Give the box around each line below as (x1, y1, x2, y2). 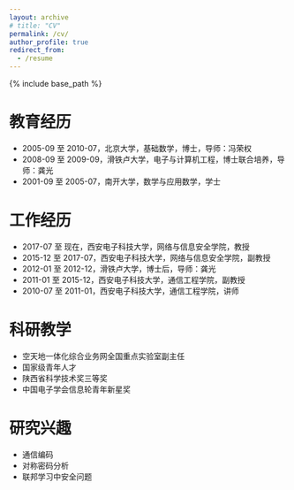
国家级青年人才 (21, 362, 77, 372)
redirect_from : (9, 46, 65, 55)
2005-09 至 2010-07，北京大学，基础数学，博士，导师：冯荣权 (21, 142, 252, 153)
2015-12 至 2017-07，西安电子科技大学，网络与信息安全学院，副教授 (21, 252, 271, 263)
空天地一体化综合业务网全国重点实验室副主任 (21, 350, 185, 361)
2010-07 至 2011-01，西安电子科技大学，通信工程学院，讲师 (21, 285, 240, 296)
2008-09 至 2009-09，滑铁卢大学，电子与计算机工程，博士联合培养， (21, 154, 278, 165)
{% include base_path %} (9, 79, 102, 88)
